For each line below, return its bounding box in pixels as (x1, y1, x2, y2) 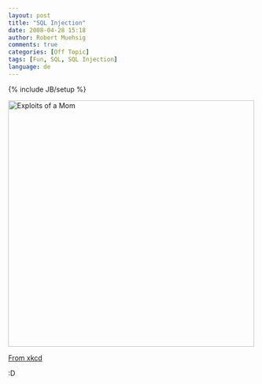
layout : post (8, 11, 51, 20)
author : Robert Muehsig (8, 33, 87, 42)
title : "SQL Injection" (8, 19, 87, 27)
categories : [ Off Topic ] (8, 48, 90, 56)
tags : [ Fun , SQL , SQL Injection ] (8, 56, 118, 64)
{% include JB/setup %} (8, 84, 87, 94)
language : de (8, 63, 51, 71)
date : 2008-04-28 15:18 (8, 26, 87, 34)
